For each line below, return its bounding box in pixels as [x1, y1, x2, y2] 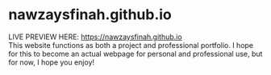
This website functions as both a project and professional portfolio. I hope [8, 40, 254, 49]
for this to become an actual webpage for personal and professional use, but [8, 49, 263, 58]
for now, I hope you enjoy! [8, 57, 95, 67]
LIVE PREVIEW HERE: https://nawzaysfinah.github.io [8, 32, 183, 41]
